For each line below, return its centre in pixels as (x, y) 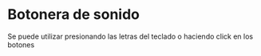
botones (21, 44)
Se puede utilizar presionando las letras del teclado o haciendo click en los (130, 36)
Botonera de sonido (74, 15)
